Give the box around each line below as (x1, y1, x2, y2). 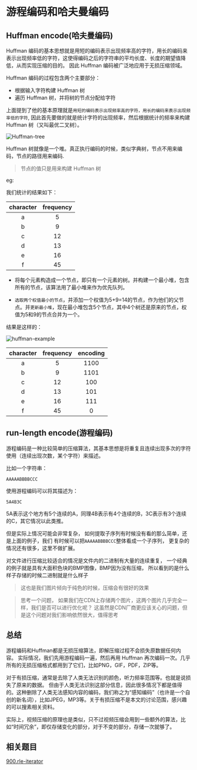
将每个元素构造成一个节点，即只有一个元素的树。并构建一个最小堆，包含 (14, 276, 189, 283)
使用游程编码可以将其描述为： (6, 487, 78, 494)
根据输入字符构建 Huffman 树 (14, 87, 85, 94)
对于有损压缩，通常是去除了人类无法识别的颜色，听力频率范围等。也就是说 (6, 674, 186, 681)
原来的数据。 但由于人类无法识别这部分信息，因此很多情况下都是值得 (16, 681, 182, 688)
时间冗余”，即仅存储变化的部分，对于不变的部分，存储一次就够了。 (13, 723, 175, 730)
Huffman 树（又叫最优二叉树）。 (6, 121, 83, 128)
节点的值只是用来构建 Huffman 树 (20, 165, 101, 172)
